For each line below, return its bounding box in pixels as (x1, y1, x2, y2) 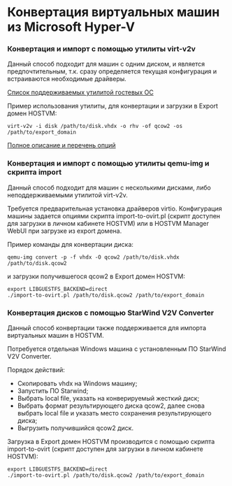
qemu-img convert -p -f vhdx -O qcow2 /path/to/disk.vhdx (7, 253, 180, 261)
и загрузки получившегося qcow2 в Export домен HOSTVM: (7, 272, 185, 280)
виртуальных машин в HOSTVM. (7, 331, 105, 340)
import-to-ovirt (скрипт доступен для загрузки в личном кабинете (7, 445, 204, 453)
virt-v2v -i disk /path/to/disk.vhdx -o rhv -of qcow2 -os (7, 123, 183, 130)
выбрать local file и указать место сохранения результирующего (17, 409, 212, 417)
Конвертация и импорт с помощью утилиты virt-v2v (7, 44, 196, 54)
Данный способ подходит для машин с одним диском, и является (7, 60, 205, 69)
